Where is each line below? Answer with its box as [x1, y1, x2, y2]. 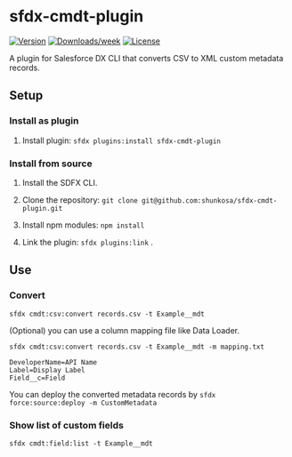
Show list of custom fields [9, 419, 125, 431]
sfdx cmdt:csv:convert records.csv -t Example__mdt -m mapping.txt [9, 342, 265, 351]
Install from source [9, 157, 93, 170]
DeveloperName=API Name [9, 357, 98, 366]
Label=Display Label [9, 365, 86, 374]
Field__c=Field [9, 373, 66, 382]
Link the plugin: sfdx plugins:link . [21, 237, 154, 247]
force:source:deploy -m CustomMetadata [9, 398, 158, 407]
